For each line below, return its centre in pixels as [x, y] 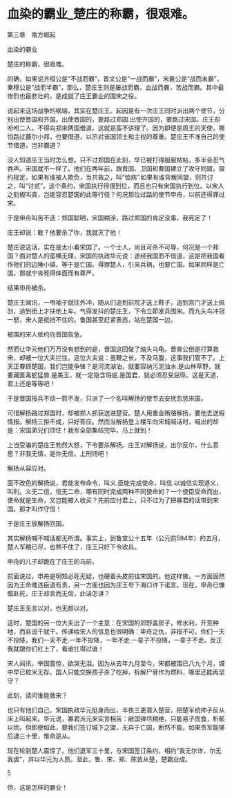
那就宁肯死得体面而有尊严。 [58, 273]
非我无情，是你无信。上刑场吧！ [65, 453]
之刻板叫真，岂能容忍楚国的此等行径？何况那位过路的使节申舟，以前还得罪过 [116, 194]
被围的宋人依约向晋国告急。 [47, 334]
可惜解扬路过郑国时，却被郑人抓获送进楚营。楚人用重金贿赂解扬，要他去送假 [116, 412]
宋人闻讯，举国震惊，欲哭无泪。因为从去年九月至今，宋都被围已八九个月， [113, 663]
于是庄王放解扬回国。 [37, 523]
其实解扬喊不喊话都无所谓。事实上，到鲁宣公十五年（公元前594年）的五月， [116, 538]
